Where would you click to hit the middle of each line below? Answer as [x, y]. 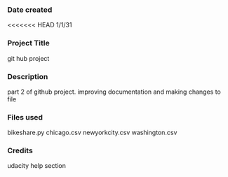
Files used [25, 117]
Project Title [29, 43]
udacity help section [37, 166]
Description [28, 76]
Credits [20, 150]
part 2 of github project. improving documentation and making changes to [114, 92]
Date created [30, 10]
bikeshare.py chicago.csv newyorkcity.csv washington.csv [92, 133]
